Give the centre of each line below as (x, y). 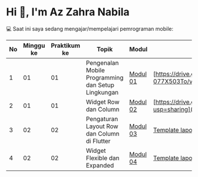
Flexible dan (103, 158)
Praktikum (66, 45)
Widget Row (103, 101)
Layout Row (102, 126)
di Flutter (98, 141)
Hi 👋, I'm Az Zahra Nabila (68, 12)
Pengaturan (102, 119)
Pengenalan (102, 63)
